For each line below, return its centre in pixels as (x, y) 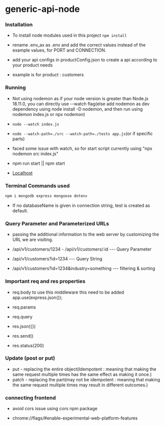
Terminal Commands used (37, 185)
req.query (22, 316)
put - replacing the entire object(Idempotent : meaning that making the (84, 369)
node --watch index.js (36, 124)
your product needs (32, 65)
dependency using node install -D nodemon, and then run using (77, 109)
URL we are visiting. (33, 240)
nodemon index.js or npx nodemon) (49, 114)
